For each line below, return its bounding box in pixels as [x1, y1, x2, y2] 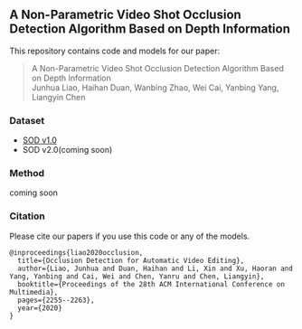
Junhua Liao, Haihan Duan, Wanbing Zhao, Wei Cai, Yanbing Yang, [31, 81, 279, 93]
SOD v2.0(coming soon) [22, 145, 113, 155]
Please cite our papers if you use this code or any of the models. [9, 230, 250, 241]
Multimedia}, [9, 287, 59, 296]
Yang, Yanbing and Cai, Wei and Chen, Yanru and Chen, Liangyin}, [9, 271, 265, 281]
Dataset [9, 114, 45, 127]
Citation [9, 210, 45, 222]
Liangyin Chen [31, 91, 86, 102]
